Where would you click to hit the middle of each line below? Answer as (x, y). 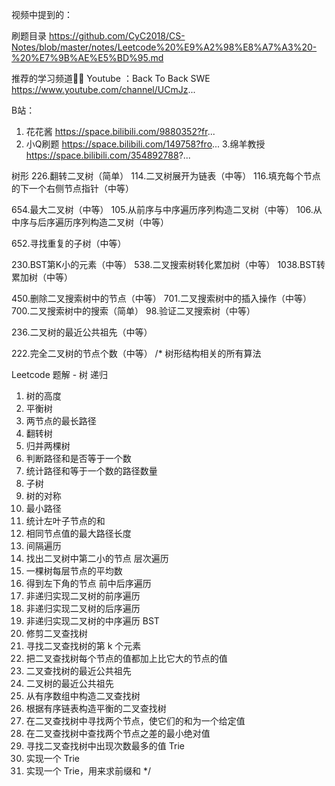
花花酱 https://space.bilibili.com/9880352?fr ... (120, 131)
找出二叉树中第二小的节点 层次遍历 (97, 558)
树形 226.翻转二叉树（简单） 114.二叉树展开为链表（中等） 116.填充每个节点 (166, 176)
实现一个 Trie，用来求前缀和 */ (88, 771)
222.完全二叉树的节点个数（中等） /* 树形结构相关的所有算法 (136, 353)
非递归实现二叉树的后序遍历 (83, 608)
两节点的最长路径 (61, 421)
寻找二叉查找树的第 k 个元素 (83, 646)
